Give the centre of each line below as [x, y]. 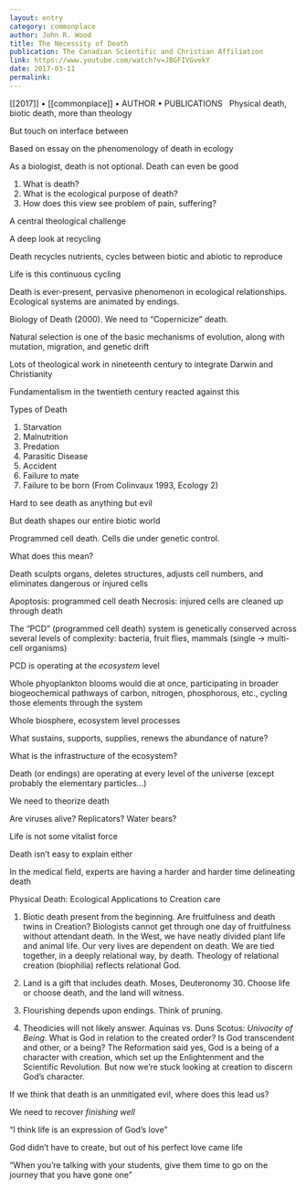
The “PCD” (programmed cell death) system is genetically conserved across [153, 628]
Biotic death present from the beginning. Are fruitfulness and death [149, 916]
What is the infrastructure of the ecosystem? [94, 755]
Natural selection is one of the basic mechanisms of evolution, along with [147, 337]
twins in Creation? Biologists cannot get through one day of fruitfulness [157, 926]
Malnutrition [45, 437]
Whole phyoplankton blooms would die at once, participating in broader [144, 683]
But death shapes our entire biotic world [85, 521]
